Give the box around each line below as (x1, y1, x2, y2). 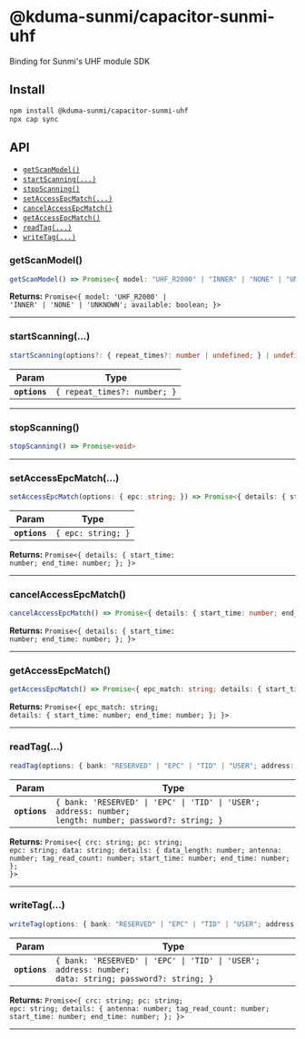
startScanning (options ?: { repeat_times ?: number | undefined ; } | (9, 351, 271, 360)
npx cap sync (9, 114, 59, 124)
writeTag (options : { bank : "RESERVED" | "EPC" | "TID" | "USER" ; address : (9, 919, 299, 928)
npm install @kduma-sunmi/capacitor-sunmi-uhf (9, 106, 189, 115)
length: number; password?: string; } (55, 815, 223, 826)
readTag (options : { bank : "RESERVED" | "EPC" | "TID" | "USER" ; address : (9, 761, 295, 770)
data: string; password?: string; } (55, 974, 214, 984)
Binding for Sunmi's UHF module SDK (9, 55, 151, 66)
